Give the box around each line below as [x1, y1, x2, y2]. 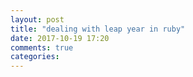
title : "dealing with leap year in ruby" [10, 24, 186, 34]
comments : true [10, 42, 74, 53]
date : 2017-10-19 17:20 [10, 33, 110, 43]
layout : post [10, 14, 65, 25]
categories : [10, 52, 60, 62]
